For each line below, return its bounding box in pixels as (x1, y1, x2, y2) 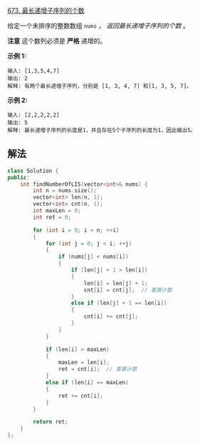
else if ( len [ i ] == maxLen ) (45, 379, 130, 386)
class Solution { (7, 167, 59, 174)
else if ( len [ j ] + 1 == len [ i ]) (70, 299, 167, 307)
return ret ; (33, 419, 69, 426)
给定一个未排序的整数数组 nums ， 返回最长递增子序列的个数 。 (7, 21, 190, 30)
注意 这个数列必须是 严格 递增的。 (7, 36, 107, 45)
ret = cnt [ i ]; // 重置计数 (58, 366, 137, 373)
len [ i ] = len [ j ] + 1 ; (83, 279, 148, 287)
